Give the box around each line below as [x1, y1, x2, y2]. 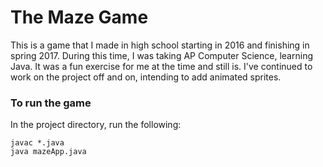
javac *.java [10, 138, 65, 148]
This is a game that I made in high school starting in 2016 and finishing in [10, 39, 310, 51]
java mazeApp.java [10, 147, 87, 157]
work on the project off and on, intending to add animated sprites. [10, 71, 282, 83]
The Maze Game [10, 6, 149, 29]
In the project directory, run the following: [10, 119, 182, 131]
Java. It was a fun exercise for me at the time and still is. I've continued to [10, 60, 313, 72]
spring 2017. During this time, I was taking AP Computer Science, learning [10, 49, 313, 61]
